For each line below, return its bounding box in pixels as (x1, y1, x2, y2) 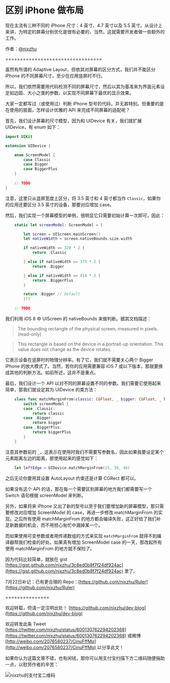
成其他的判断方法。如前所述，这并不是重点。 (5, 369, 99, 375)
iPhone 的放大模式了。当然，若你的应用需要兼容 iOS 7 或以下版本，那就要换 (5, 363, 163, 369)
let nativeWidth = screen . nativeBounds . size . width (23, 236, 133, 241)
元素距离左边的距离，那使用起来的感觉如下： (5, 455, 99, 461)
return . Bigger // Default (23, 292, 80, 297)
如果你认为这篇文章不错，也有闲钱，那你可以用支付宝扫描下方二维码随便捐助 (5, 655, 165, 661)
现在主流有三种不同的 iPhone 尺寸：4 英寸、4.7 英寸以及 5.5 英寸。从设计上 (5, 22, 163, 28)
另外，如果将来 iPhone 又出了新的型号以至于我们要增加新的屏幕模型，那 (5, 503, 155, 509)
